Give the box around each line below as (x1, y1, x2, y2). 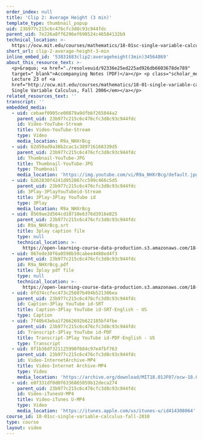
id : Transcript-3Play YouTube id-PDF (17, 329, 112, 335)
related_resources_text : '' (6, 93, 77, 99)
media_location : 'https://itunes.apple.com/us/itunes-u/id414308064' (17, 408, 196, 414)
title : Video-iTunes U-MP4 (17, 396, 85, 403)
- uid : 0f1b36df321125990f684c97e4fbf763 (11, 346, 118, 352)
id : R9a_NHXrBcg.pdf (17, 262, 69, 268)
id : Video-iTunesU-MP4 (17, 391, 74, 397)
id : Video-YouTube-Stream (17, 121, 83, 128)
